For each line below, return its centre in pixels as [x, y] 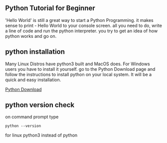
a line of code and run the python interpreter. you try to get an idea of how [82, 31]
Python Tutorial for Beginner [50, 8]
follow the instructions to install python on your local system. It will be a [79, 74]
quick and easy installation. [33, 80]
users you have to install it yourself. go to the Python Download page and [80, 69]
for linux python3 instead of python [41, 135]
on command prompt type [32, 117]
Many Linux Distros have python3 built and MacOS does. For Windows [78, 64]
